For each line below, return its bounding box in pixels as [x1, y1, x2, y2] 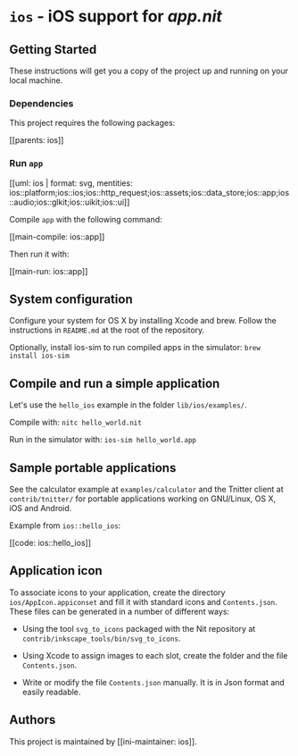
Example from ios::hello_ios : [9, 520, 121, 531]
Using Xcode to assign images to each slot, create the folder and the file [21, 650, 288, 660]
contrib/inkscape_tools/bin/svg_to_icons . [21, 633, 181, 643]
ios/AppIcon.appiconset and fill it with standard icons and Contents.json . [9, 596, 278, 607]
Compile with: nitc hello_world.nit [9, 417, 143, 428]
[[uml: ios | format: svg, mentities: [9, 177, 133, 189]
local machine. [9, 75, 63, 86]
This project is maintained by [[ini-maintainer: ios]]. [9, 735, 198, 747]
